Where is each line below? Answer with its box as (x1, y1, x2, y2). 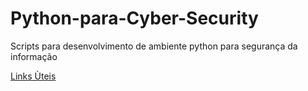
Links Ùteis (10, 70, 57, 82)
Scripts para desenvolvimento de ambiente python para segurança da (10, 40, 298, 52)
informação (10, 50, 58, 62)
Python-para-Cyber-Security (10, 7, 259, 30)
